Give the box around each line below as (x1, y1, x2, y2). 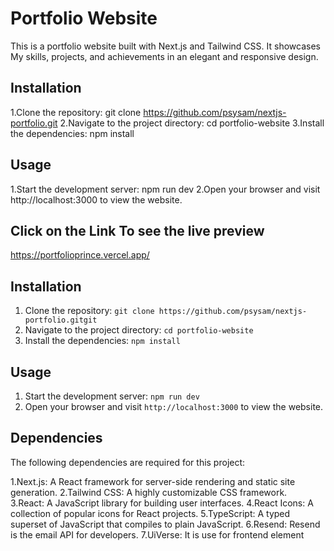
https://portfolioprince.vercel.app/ (10, 249, 150, 261)
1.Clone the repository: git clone (10, 106, 142, 118)
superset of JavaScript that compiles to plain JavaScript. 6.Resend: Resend (10, 518, 321, 530)
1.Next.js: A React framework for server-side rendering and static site (10, 475, 296, 487)
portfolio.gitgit (24, 315, 98, 326)
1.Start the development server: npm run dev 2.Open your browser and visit (10, 183, 321, 195)
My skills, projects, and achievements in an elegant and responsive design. (10, 50, 319, 62)
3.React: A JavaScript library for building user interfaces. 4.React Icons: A (10, 497, 314, 509)
